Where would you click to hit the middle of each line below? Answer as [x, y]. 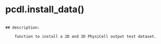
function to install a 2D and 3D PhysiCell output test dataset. [86, 36]
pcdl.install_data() [45, 9]
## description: [22, 27]
